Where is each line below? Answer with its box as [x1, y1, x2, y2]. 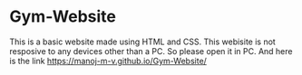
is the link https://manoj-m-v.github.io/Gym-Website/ [9, 55, 207, 66]
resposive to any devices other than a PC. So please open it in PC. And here [9, 45, 293, 56]
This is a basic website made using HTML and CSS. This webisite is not [9, 36, 277, 47]
